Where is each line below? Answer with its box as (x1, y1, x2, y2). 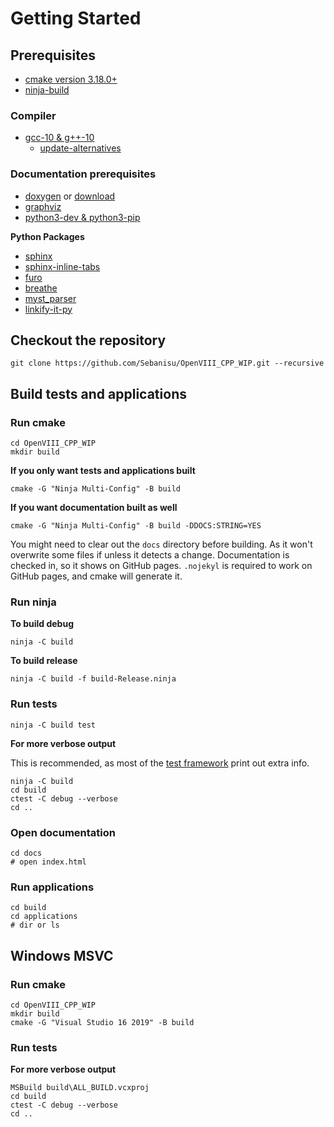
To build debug (10, 618, 74, 630)
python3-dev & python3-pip (24, 211, 141, 223)
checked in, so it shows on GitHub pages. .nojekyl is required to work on (10, 560, 313, 572)
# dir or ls (10, 920, 60, 931)
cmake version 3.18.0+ (24, 73, 118, 85)
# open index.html (10, 857, 87, 867)
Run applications (10, 880, 95, 894)
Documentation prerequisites (10, 167, 157, 181)
